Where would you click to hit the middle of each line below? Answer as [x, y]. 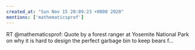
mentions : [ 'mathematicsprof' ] [45, 17]
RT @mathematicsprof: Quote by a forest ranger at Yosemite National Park [97, 34]
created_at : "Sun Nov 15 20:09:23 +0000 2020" [65, 12]
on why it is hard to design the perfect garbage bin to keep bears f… [90, 40]
